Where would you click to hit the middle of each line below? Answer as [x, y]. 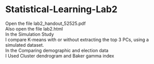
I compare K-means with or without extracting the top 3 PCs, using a [77, 40]
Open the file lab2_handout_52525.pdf [45, 23]
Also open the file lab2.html [34, 28]
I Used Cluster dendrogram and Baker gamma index [60, 56]
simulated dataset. [25, 45]
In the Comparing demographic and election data [57, 50]
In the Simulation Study [30, 34]
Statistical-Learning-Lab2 [61, 9]
